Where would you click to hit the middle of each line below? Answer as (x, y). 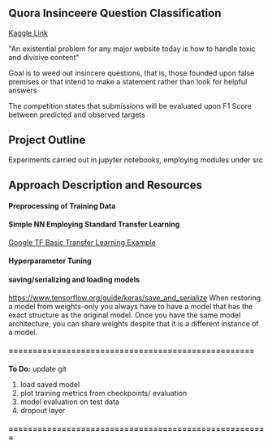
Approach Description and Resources (106, 185)
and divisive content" (44, 57)
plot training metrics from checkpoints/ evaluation (104, 393)
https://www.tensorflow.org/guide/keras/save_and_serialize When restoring (135, 297)
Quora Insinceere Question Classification (115, 13)
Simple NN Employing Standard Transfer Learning (94, 224)
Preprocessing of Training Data (62, 205)
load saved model (50, 384)
